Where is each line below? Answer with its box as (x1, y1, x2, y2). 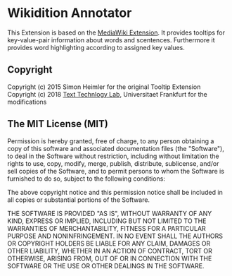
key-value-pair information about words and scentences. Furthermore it (7, 35, 215, 44)
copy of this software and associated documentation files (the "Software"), (7, 144, 225, 152)
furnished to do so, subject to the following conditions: (7, 174, 165, 183)
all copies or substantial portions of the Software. (7, 196, 150, 204)
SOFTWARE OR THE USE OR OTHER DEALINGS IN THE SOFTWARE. (7, 261, 205, 270)
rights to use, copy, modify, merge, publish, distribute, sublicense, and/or (7, 159, 219, 167)
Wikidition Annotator (7, 5, 132, 21)
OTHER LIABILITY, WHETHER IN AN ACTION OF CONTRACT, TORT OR (7, 246, 212, 255)
